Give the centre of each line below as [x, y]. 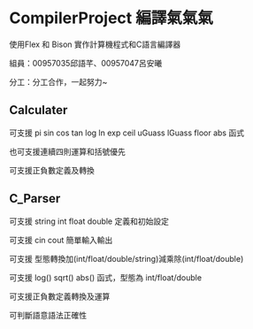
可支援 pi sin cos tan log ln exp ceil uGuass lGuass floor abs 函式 [127, 133]
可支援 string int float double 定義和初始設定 [89, 221]
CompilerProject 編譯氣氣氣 [111, 18]
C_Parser [35, 199]
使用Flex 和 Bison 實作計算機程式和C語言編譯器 [95, 44]
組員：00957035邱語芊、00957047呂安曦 [86, 63]
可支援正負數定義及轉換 [52, 170]
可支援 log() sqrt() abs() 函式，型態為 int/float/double [105, 277]
